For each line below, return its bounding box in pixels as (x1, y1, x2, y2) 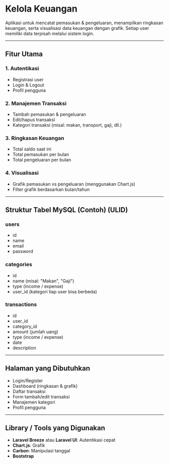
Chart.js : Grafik (12, 442, 45, 448)
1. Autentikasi (5, 65, 39, 72)
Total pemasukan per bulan (12, 151, 69, 158)
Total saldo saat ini (12, 146, 52, 152)
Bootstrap (12, 453, 34, 459)
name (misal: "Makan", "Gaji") (12, 278, 74, 284)
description (12, 344, 36, 351)
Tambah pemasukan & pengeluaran (12, 111, 87, 117)
